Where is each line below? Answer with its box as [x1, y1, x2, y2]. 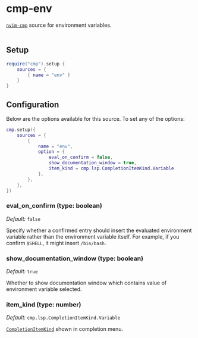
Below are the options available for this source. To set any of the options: [6, 115, 185, 122]
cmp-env [6, 2, 52, 15]
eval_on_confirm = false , [48, 154, 113, 161]
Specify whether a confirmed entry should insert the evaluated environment [6, 227, 192, 234]
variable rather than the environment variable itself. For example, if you [6, 233, 180, 240]
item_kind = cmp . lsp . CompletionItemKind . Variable [48, 165, 174, 171]
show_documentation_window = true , [48, 160, 137, 166]
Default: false [6, 215, 40, 222]
